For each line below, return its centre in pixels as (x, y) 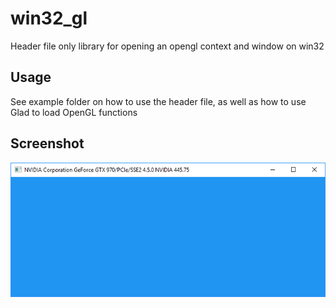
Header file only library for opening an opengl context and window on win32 (167, 46)
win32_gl (49, 18)
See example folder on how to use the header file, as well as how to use (158, 101)
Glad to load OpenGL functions (74, 112)
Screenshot (47, 143)
